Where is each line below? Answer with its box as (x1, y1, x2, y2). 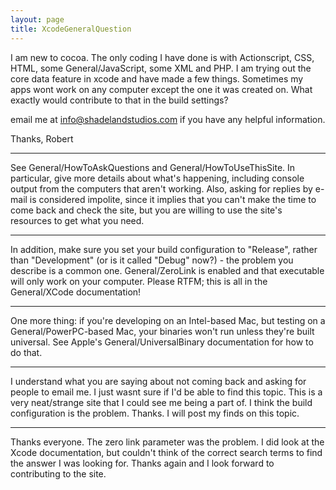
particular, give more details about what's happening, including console (10, 172, 305, 184)
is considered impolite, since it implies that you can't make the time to (29, 193, 317, 205)
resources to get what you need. (10, 214, 145, 226)
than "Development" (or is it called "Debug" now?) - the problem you (10, 254, 294, 266)
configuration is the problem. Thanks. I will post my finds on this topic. (10, 407, 300, 419)
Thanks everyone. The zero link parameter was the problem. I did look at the (10, 436, 325, 448)
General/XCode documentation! (10, 286, 142, 298)
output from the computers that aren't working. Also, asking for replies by (10, 182, 313, 195)
